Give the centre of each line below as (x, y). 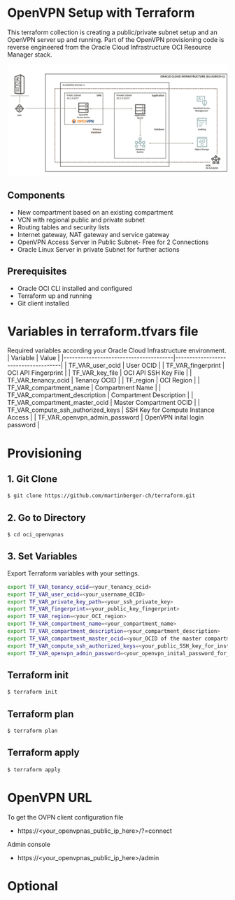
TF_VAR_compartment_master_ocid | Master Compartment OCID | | (104, 403)
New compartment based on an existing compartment (95, 212)
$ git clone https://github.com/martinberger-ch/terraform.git (101, 496)
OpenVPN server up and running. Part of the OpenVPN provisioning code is (116, 39)
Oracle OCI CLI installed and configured (75, 288)
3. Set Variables (42, 556)
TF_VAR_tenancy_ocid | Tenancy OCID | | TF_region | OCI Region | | (104, 380)
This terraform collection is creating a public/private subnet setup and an (113, 32)
